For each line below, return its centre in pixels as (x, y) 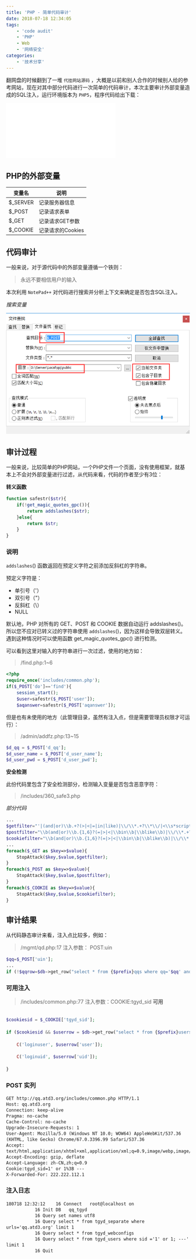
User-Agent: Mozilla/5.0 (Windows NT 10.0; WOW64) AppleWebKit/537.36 (94, 1134)
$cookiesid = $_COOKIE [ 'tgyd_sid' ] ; (50, 1020)
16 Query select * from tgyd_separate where (90, 1222)
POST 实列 (21, 1085)
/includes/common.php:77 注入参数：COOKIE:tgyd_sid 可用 (92, 1002)
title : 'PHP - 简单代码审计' (39, 12)
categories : (20, 56)
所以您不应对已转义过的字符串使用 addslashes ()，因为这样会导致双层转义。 (96, 631)
